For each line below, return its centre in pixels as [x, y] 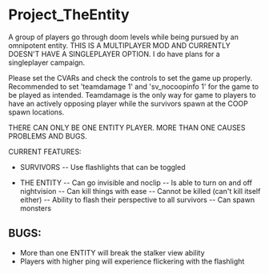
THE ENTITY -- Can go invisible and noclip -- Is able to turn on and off [136, 183]
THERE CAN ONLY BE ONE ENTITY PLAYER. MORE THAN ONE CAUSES [127, 127]
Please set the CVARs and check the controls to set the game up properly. [130, 78]
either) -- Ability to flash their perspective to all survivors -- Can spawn [137, 199]
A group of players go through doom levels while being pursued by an [123, 37]
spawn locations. [36, 112]
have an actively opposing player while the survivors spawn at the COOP [128, 103]
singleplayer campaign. [47, 62]
